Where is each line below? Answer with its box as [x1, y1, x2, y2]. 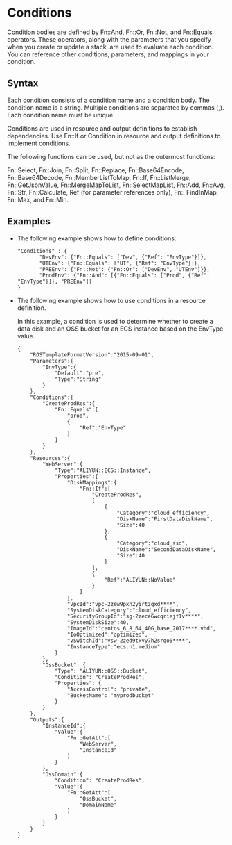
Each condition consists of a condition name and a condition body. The [7, 96, 210, 104]
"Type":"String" [54, 375, 102, 383]
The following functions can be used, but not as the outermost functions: [7, 152, 215, 161]
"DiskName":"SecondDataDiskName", [116, 545, 216, 553]
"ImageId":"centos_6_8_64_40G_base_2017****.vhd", [66, 625, 216, 632]
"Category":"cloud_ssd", [116, 540, 188, 547]
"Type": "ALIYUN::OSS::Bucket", [54, 667, 148, 675]
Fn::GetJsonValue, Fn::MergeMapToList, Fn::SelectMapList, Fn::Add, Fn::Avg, [7, 181, 226, 189]
